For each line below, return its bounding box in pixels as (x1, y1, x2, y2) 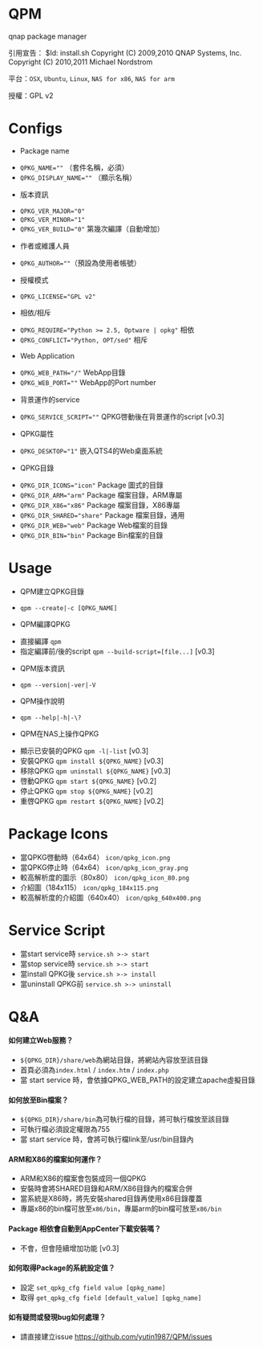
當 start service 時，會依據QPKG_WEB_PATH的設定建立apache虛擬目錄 (19, 1075, 256, 1085)
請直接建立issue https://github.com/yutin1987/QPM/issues (19, 1332, 212, 1342)
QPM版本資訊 (19, 663, 66, 673)
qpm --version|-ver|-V (19, 681, 96, 689)
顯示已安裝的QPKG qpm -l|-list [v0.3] (19, 745, 149, 756)
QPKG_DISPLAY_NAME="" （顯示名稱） (19, 172, 136, 182)
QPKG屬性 (19, 428, 55, 438)
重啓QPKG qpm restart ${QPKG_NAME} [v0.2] (19, 796, 164, 806)
